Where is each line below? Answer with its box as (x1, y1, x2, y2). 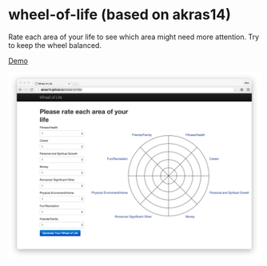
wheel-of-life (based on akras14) (8, 6, 232, 24)
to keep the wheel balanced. (8, 40, 102, 50)
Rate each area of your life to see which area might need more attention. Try (8, 32, 260, 42)
